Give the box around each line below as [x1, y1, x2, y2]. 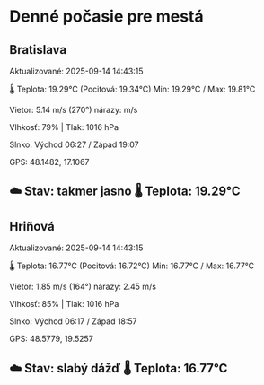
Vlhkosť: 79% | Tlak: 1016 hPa [9, 122, 119, 132]
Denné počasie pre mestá [9, 6, 204, 27]
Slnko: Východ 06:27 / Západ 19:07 [9, 139, 139, 150]
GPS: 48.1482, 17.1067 [9, 157, 90, 167]
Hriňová [9, 218, 56, 234]
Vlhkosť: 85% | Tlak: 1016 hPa [9, 299, 119, 310]
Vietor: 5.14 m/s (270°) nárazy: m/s [9, 105, 138, 115]
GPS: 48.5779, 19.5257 [9, 334, 94, 345]
